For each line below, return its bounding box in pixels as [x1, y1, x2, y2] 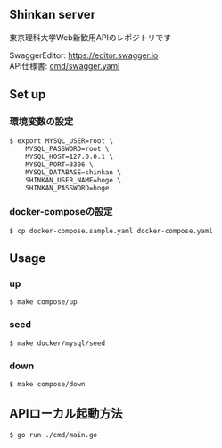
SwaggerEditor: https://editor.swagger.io [9, 49, 159, 61]
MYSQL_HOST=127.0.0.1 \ [25, 152, 114, 161]
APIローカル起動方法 [9, 406, 123, 421]
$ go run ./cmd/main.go [9, 430, 98, 439]
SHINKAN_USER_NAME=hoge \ [25, 175, 122, 184]
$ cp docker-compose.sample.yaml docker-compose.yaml [9, 226, 214, 235]
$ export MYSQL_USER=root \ [9, 136, 114, 146]
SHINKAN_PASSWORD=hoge [25, 183, 110, 192]
